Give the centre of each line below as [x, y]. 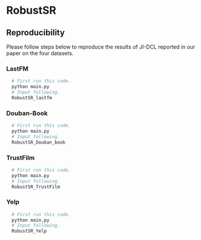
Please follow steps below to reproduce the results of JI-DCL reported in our [101, 47]
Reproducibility [35, 33]
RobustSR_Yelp [29, 231]
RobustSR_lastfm [32, 98]
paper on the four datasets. [40, 53]
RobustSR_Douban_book [39, 142]
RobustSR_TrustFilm [36, 187]
